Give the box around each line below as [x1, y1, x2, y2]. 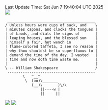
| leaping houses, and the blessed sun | [5, 36, 98, 41]
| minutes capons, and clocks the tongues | [5, 27, 98, 32]
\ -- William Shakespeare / [5, 66, 98, 70]
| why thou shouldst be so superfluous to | [5, 48, 98, 53]
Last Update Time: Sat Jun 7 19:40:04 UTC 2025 [5, 4, 104, 10]
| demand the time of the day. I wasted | [5, 53, 98, 58]
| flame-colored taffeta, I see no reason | [5, 44, 98, 49]
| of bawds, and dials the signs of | [5, 31, 98, 36]
